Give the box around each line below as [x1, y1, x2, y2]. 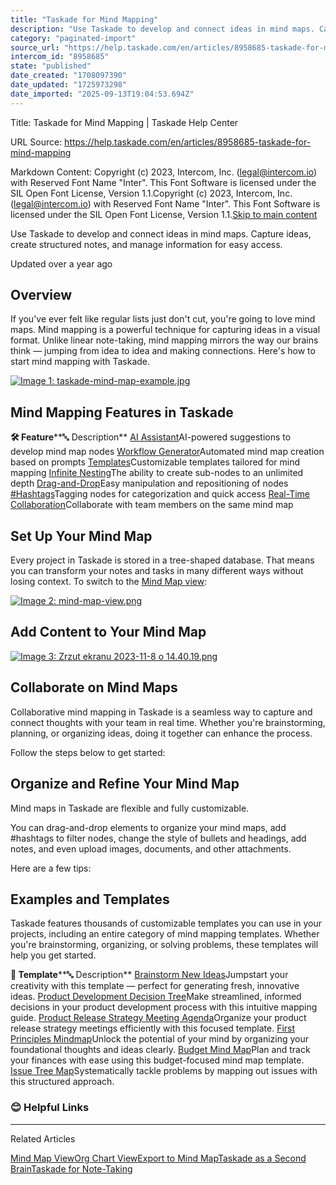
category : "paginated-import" [10, 33, 137, 43]
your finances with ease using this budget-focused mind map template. [10, 1054, 305, 1066]
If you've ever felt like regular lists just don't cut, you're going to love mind [10, 313, 316, 325]
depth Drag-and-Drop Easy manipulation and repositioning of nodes [10, 477, 289, 490]
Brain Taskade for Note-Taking [10, 1162, 133, 1175]
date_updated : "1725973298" [10, 80, 128, 90]
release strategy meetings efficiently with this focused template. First [10, 1022, 296, 1035]
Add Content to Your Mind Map [10, 624, 207, 641]
